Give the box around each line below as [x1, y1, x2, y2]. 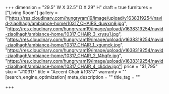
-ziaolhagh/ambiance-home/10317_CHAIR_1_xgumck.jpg [5, 42, 121, 48]
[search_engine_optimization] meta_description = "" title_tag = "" [5, 74, 140, 80]
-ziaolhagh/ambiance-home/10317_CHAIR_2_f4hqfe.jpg [5, 53, 120, 59]
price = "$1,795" [123, 63, 158, 69]
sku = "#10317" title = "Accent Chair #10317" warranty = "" [5, 69, 127, 75]
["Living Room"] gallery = [5, 10, 58, 16]
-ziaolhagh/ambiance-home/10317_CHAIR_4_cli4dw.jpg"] [5, 63, 123, 69]
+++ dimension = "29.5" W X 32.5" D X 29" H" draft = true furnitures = [5, 5, 152, 10]
